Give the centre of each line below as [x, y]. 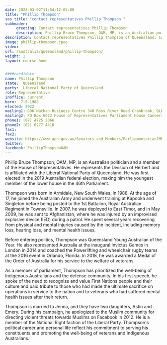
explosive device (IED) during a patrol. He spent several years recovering [80, 220]
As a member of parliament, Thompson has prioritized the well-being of [79, 271]
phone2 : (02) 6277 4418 [30, 125]
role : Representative [28, 93]
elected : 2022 [20, 107]
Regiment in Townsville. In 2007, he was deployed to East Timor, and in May [83, 209]
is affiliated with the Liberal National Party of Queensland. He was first [77, 173]
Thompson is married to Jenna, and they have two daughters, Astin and [79, 307]
